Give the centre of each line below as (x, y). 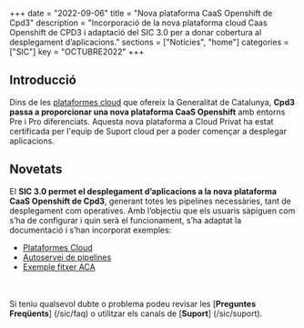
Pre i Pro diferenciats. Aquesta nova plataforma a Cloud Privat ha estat (142, 121)
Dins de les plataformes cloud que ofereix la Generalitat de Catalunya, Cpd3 (152, 102)
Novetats (36, 169)
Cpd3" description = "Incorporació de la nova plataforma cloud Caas (138, 23)
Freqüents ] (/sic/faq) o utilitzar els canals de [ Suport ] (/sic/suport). (136, 313)
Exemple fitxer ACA (59, 266)
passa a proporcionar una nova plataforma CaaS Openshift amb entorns (147, 112)
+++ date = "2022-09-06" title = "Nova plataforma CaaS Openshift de (141, 13)
